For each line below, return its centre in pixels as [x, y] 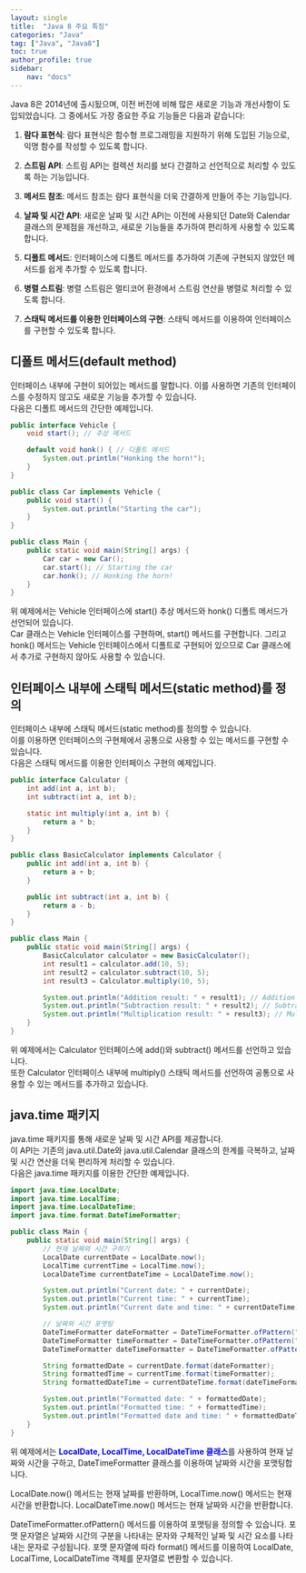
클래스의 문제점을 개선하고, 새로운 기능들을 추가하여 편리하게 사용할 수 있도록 [159, 226]
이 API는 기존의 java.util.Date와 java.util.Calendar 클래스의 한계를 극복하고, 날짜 [153, 1150]
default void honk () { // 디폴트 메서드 [99, 450]
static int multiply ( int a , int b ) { [98, 813]
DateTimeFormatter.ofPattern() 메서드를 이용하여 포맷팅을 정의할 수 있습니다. [148, 1524]
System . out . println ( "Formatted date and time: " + [141, 1416]
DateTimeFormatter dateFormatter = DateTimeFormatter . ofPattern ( [169, 1332]
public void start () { [69, 500]
